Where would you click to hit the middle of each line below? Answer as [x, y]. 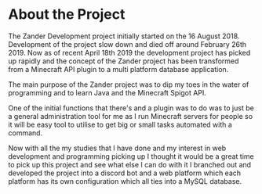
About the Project [67, 14]
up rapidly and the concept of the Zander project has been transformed [124, 61]
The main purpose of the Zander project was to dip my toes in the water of [129, 84]
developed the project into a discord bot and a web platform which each [125, 173]
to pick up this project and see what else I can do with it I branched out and [130, 164]
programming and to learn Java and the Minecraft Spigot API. [107, 92]
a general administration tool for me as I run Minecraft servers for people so [131, 116]
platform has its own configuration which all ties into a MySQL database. [125, 181]
